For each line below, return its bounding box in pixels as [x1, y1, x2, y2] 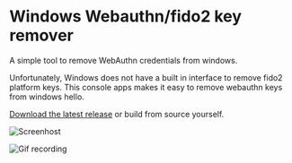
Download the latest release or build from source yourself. [9, 108, 225, 119]
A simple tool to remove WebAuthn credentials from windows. [9, 55, 238, 65]
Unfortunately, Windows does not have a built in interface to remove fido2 [9, 72, 283, 82]
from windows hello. [9, 91, 85, 102]
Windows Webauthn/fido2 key [9, 6, 243, 27]
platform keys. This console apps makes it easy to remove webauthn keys [9, 81, 283, 92]
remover [9, 25, 74, 46]
